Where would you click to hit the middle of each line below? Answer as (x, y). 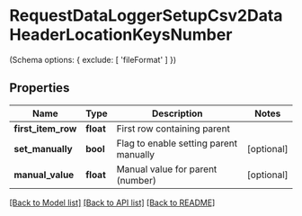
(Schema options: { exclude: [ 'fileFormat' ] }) (93, 59)
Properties (40, 88)
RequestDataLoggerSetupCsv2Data (146, 16)
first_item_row (45, 129)
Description (178, 113)
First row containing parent (173, 129)
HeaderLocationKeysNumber (121, 35)
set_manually (44, 148)
